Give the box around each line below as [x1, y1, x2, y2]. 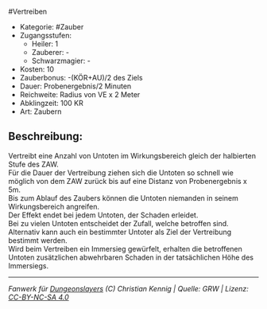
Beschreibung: [8, 130, 83, 143]
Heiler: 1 [31, 39, 59, 49]
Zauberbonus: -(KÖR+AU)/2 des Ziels [19, 73, 143, 82]
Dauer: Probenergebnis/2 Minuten [19, 81, 132, 91]
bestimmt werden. [8, 235, 68, 245]
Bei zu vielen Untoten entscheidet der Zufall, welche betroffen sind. [8, 218, 229, 228]
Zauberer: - [31, 48, 70, 57]
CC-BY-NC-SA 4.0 [8, 292, 69, 302]
